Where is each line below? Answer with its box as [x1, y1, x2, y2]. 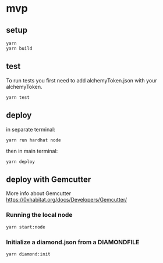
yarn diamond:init [6, 251, 51, 257]
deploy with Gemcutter [6, 175, 91, 185]
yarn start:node [6, 224, 45, 230]
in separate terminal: [6, 126, 55, 133]
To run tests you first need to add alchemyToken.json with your [6, 77, 157, 84]
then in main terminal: [6, 147, 58, 154]
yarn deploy [6, 158, 35, 165]
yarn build [6, 46, 33, 51]
